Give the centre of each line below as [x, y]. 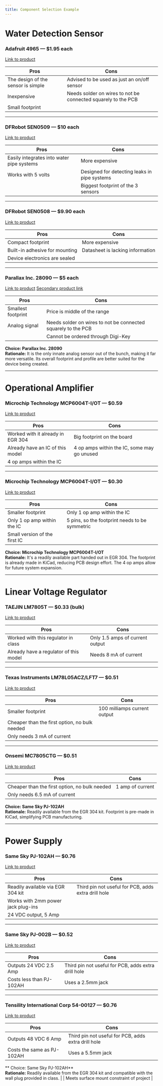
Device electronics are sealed [41, 258]
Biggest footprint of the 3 [109, 186]
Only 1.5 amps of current [119, 638]
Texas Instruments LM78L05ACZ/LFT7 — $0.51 [62, 678]
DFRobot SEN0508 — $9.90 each [45, 212]
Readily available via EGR [36, 887]
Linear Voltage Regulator [56, 592]
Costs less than [25, 979]
